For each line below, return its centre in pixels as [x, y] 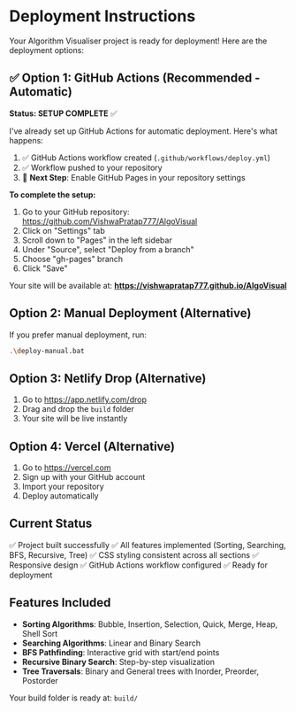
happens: [27, 140]
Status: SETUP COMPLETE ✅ [63, 113]
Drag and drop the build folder [78, 409]
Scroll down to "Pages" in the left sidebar [97, 240]
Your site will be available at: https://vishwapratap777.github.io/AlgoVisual [148, 285]
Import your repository [63, 487]
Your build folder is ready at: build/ [74, 698]
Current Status [51, 524]
